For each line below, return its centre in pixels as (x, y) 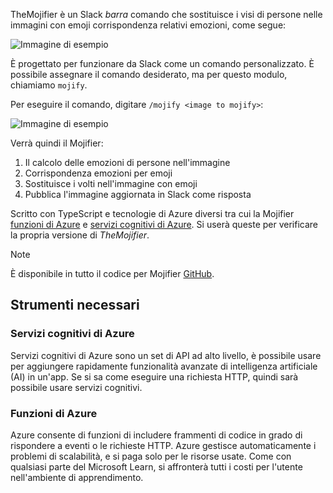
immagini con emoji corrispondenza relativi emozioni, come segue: (148, 25)
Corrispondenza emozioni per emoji (98, 173)
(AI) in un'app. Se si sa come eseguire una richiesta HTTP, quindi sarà (154, 376)
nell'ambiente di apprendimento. (77, 477)
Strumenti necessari (75, 305)
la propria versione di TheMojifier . (80, 235)
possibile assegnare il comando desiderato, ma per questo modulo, (149, 74)
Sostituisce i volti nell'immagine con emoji (111, 183)
